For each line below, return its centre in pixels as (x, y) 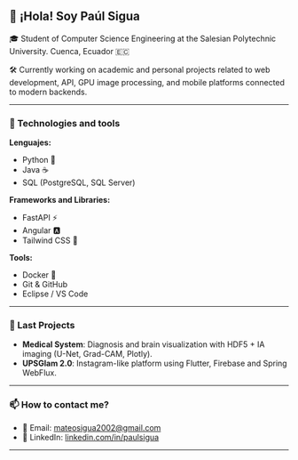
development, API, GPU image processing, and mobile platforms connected (147, 82)
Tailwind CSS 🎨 (50, 240)
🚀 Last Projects (42, 326)
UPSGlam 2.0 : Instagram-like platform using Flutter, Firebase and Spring (154, 363)
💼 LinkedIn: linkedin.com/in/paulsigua (90, 437)
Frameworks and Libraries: (60, 200)
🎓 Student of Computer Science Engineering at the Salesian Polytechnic (143, 38)
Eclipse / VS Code (55, 294)
